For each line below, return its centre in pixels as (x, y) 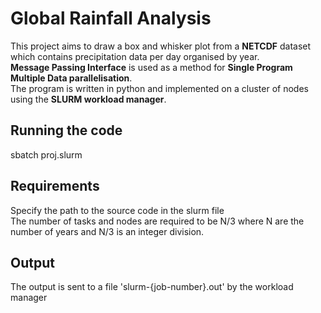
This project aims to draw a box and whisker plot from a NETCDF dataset (161, 46)
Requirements (55, 186)
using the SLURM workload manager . (88, 99)
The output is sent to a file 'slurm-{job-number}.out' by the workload (152, 287)
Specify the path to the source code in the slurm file (117, 210)
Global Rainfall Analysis (111, 18)
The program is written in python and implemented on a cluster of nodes (159, 88)
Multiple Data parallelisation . (71, 78)
